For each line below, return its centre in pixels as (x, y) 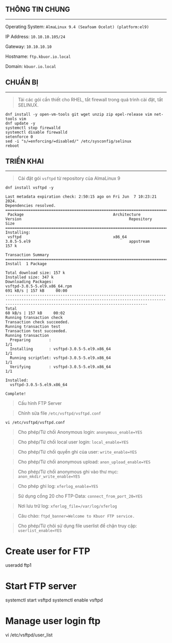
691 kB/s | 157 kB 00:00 (36, 291)
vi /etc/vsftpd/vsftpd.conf (35, 423)
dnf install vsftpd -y (29, 188)
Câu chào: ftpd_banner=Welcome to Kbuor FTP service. (76, 516)
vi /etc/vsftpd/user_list (29, 635)
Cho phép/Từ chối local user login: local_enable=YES (73, 442)
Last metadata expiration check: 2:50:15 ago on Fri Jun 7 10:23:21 (81, 197)
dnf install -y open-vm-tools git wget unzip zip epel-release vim (79, 114)
